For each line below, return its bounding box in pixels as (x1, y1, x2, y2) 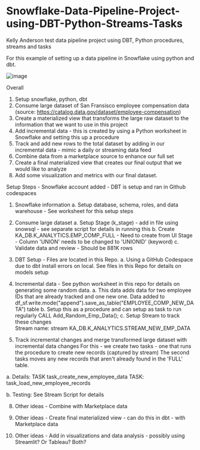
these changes (14, 318, 52, 325)
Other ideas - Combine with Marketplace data (14, 402, 128, 409)
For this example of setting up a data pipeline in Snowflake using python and (6, 54, 195, 61)
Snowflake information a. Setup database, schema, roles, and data (14, 201, 179, 208)
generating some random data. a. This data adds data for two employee (14, 286, 192, 294)
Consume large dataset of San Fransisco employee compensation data (14, 101, 189, 109)
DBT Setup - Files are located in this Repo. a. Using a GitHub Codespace (14, 255, 193, 263)
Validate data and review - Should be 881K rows (14, 244, 133, 251)
